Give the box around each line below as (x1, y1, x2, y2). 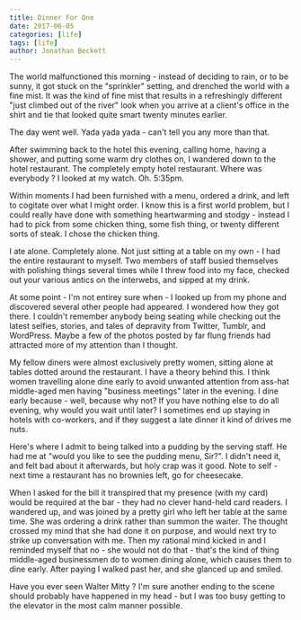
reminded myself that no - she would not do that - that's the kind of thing (9, 545, 280, 555)
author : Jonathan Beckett (9, 47, 106, 56)
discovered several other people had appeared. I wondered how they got (9, 302, 279, 313)
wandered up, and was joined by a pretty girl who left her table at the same (9, 507, 288, 518)
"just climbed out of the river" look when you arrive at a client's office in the (9, 100, 290, 111)
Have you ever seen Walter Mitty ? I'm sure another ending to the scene (9, 581, 276, 592)
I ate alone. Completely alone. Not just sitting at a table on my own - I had (9, 246, 281, 257)
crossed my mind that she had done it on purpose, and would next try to (9, 526, 277, 536)
